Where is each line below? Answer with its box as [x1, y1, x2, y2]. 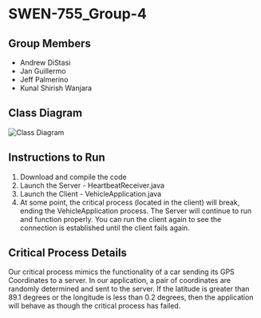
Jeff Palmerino [19, 75, 69, 84]
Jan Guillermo [19, 66, 66, 76]
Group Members [8, 37, 92, 50]
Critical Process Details [8, 246, 128, 260]
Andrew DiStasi [19, 58, 71, 67]
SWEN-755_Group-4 [8, 5, 148, 23]
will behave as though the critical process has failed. [8, 301, 181, 311]
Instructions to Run [8, 151, 105, 165]
